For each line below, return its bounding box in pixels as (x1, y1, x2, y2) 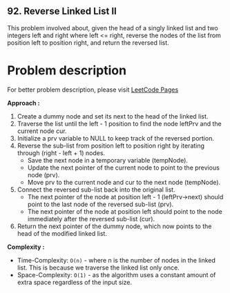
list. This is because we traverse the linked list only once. (17, 263, 180, 272)
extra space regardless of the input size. (17, 278, 133, 286)
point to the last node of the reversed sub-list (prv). (27, 200, 174, 208)
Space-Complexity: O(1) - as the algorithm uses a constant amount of (17, 270, 216, 279)
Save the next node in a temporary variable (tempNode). (27, 156, 189, 164)
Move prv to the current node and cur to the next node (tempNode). (27, 178, 221, 186)
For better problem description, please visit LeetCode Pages (7, 85, 179, 94)
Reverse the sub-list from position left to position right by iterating (17, 141, 205, 150)
